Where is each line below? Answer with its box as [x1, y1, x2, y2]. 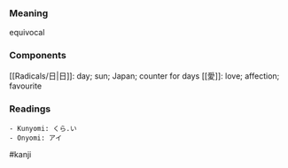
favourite [9, 80, 43, 91]
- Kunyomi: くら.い [9, 124, 77, 133]
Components [9, 50, 66, 62]
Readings [9, 103, 51, 115]
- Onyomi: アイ [9, 134, 62, 142]
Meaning [9, 7, 49, 19]
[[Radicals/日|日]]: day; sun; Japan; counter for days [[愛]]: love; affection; [9, 70, 280, 81]
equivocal [9, 27, 45, 38]
